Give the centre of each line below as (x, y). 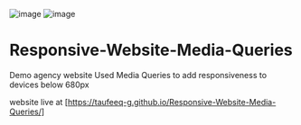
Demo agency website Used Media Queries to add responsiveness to (138, 75)
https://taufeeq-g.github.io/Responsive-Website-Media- (172, 102)
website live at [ (39, 102)
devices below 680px (49, 85)
